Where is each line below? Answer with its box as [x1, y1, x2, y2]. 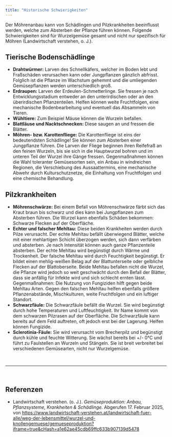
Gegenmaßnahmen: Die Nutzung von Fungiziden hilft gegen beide [12, 280, 153, 286]
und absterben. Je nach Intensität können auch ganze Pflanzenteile [12, 242, 155, 248]
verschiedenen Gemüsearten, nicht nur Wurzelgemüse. [12, 346, 130, 352]
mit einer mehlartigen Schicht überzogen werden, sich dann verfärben [12, 236, 161, 243]
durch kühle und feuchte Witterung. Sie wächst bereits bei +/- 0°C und [12, 334, 162, 341]
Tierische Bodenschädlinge [5, 53, 95, 62]
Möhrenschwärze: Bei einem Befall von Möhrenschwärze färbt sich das [12, 204, 165, 210]
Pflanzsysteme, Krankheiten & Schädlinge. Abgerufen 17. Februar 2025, [12, 404, 164, 410]
